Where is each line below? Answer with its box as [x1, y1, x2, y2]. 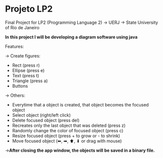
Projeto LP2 [5, 3, 53, 15]
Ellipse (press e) [12, 67, 45, 73]
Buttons [12, 83, 28, 88]
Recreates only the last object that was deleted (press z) [12, 123, 126, 128]
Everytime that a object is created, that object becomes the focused [12, 102, 149, 107]
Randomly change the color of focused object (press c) [12, 127, 123, 133]
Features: [5, 43, 24, 49]
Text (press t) [12, 72, 40, 78]
